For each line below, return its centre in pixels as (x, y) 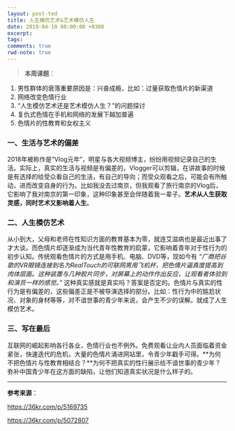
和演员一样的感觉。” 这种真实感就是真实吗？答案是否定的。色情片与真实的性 (115, 282)
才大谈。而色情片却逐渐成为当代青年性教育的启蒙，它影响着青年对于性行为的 (117, 248)
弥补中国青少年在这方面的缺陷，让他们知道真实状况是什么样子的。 (102, 371)
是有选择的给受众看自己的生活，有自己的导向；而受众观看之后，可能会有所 (114, 177)
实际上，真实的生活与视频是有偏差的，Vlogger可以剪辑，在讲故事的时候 (122, 168)
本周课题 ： (40, 73)
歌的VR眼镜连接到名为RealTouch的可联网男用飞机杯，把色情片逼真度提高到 (115, 265)
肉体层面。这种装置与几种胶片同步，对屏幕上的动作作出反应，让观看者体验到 (117, 274)
